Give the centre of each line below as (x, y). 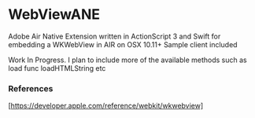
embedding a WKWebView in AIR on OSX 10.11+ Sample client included (123, 44)
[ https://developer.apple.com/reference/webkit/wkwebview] (106, 106)
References (31, 88)
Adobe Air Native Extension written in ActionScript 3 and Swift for (115, 36)
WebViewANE (54, 15)
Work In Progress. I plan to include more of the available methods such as (128, 60)
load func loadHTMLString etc (57, 68)
